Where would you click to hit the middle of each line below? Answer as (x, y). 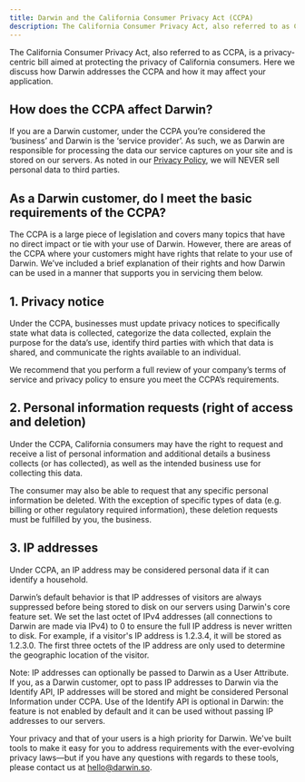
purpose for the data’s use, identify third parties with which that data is (142, 342)
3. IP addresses (54, 548)
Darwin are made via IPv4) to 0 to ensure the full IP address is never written (151, 626)
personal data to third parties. (65, 170)
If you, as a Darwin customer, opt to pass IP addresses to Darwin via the (144, 682)
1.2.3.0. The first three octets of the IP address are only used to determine (148, 645)
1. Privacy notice (57, 302)
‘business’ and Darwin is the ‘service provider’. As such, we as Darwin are (147, 141)
